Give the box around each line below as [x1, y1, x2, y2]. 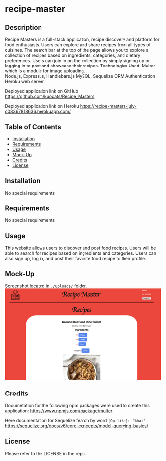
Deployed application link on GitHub [5, 88, 78, 94]
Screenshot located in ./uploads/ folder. [5, 283, 87, 289]
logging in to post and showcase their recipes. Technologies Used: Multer [5, 63, 156, 68]
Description [5, 23, 42, 32]
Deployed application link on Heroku [5, 103, 79, 109]
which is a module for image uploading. [5, 68, 85, 74]
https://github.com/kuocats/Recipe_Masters [5, 93, 95, 99]
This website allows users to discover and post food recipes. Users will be [5, 245, 156, 251]
